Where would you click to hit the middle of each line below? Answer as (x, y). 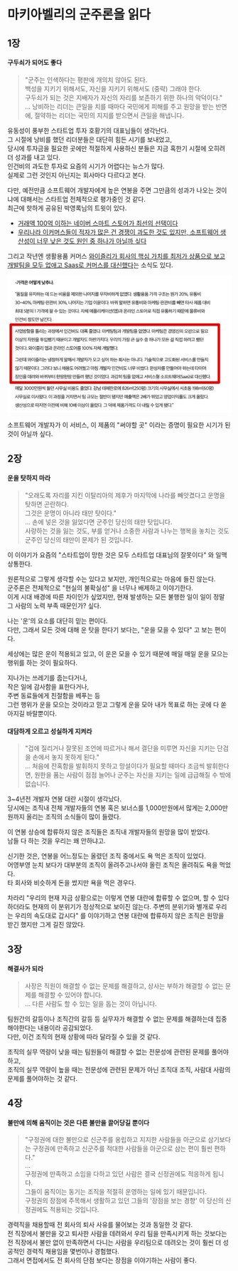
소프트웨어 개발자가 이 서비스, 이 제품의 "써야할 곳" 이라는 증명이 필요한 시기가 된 (119, 425)
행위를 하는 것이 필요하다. (43, 663)
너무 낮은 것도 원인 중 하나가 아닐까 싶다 (92, 241)
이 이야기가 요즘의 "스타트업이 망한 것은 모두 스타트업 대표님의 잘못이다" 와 (111, 555)
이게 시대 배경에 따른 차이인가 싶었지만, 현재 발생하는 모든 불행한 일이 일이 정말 (116, 596)
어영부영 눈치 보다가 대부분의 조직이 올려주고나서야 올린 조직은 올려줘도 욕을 (113, 865)
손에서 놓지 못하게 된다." (66, 757)
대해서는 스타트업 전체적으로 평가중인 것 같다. (83, 199)
